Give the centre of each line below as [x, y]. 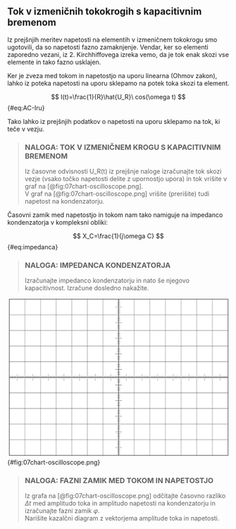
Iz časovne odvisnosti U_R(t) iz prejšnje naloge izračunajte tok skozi [123, 171]
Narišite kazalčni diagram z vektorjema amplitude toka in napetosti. [122, 518]
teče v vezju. [26, 129]
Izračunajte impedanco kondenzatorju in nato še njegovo [107, 280]
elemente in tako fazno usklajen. [54, 62]
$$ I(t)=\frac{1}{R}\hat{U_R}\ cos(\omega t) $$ [118, 97]
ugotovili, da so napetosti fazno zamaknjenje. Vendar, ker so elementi [108, 47]
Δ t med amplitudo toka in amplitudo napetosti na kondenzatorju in [120, 504]
